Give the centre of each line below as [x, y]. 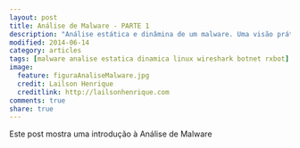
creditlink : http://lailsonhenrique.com [93, 92]
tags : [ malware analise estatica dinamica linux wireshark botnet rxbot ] [150, 59]
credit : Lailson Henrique [66, 84]
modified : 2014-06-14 [50, 42]
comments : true [37, 100]
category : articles [46, 51]
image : [21, 68]
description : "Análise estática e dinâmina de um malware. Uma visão [142, 34]
